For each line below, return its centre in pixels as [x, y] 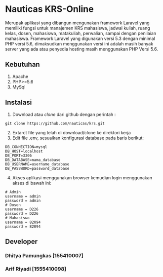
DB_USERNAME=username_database [37, 164]
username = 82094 [23, 222]
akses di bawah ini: [32, 183]
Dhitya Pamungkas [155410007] [44, 255]
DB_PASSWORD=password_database [37, 168]
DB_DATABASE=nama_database [33, 160]
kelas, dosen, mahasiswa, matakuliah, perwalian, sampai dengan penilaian [81, 33]
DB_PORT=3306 [19, 156]
